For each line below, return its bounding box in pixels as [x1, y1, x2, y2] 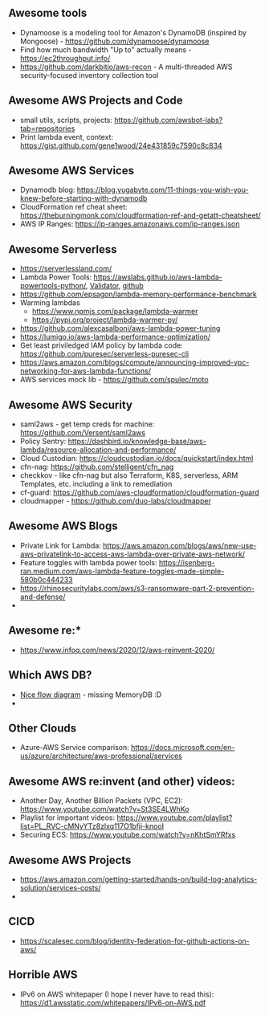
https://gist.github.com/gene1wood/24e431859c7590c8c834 [19, 141, 222, 150]
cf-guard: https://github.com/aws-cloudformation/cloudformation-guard [19, 487, 259, 497]
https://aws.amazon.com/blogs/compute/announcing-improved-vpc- [19, 357, 250, 368]
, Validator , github [85, 281, 145, 291]
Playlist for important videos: [19, 813, 116, 822]
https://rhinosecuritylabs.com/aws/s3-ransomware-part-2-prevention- [19, 583, 255, 593]
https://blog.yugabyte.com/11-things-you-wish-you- [76, 185, 249, 195]
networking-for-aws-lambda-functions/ [19, 366, 151, 376]
